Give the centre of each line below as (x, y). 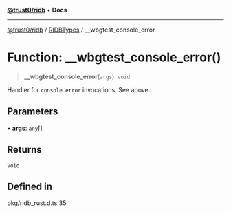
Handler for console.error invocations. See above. (79, 89)
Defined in (30, 186)
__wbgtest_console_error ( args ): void (77, 76)
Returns (25, 150)
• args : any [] (25, 128)
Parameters (33, 112)
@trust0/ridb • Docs (37, 10)
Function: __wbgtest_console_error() (114, 57)
